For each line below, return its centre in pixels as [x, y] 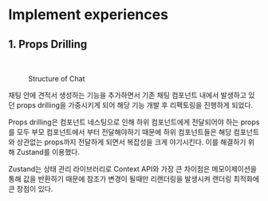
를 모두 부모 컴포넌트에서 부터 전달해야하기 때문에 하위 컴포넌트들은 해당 [120, 132]
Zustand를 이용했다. [48, 152]
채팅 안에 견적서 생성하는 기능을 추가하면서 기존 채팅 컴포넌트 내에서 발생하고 [128, 95]
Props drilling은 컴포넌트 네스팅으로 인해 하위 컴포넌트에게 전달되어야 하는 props [134, 122]
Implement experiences [89, 15]
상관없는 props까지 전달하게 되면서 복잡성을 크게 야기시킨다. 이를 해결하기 [131, 142]
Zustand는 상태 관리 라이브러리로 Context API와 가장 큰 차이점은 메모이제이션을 [133, 169]
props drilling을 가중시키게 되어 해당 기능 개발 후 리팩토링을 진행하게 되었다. [135, 105]
